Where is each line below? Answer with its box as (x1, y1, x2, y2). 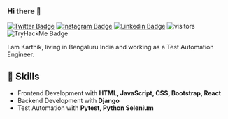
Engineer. (7, 50, 35, 58)
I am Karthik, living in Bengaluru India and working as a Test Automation (7, 43, 214, 51)
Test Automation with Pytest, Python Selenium (17, 104, 154, 112)
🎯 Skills (7, 70, 40, 82)
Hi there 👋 (7, 6, 42, 16)
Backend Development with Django (17, 97, 120, 105)
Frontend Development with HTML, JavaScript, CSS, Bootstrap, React (17, 89, 222, 97)
